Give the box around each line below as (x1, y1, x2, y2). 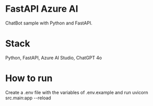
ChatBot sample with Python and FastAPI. (5, 20, 93, 26)
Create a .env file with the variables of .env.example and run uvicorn (5, 89, 148, 95)
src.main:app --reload (5, 95, 51, 101)
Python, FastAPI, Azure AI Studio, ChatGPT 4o (5, 55, 102, 61)
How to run (5, 72, 53, 84)
